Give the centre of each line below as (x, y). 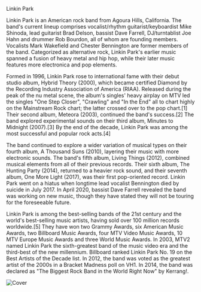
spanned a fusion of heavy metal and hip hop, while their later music (91, 58)
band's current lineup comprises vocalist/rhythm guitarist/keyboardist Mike (99, 27)
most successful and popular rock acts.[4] (58, 133)
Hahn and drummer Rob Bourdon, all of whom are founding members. (92, 39)
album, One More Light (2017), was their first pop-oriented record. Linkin (96, 177)
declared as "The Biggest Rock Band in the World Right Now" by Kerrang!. (98, 271)
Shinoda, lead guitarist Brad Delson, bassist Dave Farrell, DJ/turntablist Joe (99, 33)
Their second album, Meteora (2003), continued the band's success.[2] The (100, 114)
